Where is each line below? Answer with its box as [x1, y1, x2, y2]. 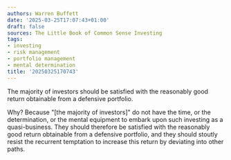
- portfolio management [7, 55, 76, 62]
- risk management [7, 49, 60, 56]
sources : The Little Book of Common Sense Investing [7, 29, 163, 37]
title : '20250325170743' [7, 68, 79, 75]
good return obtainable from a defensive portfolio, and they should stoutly [7, 130, 218, 139]
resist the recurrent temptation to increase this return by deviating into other [7, 137, 224, 145]
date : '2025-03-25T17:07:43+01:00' [7, 17, 110, 24]
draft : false [7, 23, 45, 30]
